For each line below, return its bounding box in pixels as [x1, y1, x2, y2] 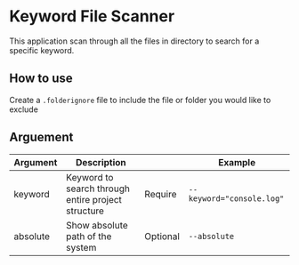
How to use [9, 71, 73, 86]
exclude [9, 104, 38, 115]
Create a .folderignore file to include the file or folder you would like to [9, 94, 271, 105]
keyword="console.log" [188, 193, 285, 204]
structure [66, 205, 105, 217]
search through [66, 182, 131, 195]
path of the [66, 229, 112, 242]
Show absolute [66, 219, 129, 231]
